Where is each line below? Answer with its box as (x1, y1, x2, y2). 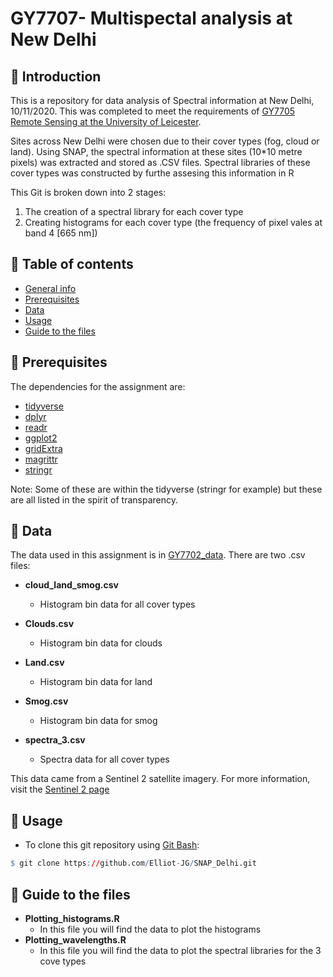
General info (24, 282, 77, 294)
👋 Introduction (10, 68, 102, 85)
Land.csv (24, 657, 65, 669)
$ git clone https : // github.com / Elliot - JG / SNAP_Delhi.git (10, 858, 257, 869)
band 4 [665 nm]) (24, 227, 98, 239)
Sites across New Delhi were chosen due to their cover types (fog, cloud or (10, 135, 320, 147)
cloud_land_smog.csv (24, 579, 119, 591)
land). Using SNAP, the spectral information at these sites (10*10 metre (10, 146, 303, 157)
